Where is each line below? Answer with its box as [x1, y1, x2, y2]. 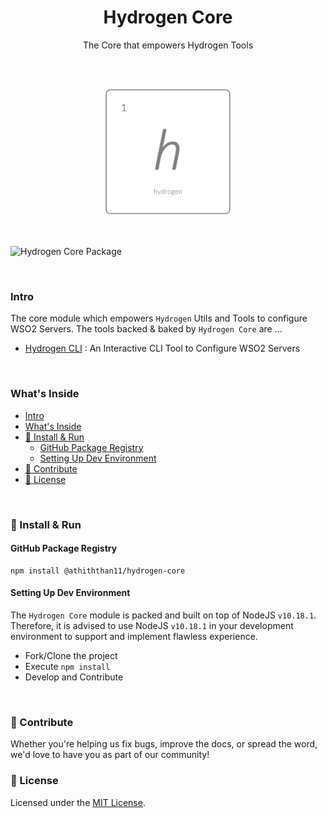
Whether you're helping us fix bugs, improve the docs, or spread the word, [10, 738, 318, 750]
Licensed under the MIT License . [10, 796, 146, 808]
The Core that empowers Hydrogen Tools [82, 39, 254, 51]
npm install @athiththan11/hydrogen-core [10, 566, 186, 576]
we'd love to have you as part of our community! [10, 749, 210, 761]
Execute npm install [24, 660, 111, 672]
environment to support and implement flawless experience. [10, 630, 258, 642]
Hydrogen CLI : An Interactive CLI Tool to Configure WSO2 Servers [24, 342, 301, 355]
